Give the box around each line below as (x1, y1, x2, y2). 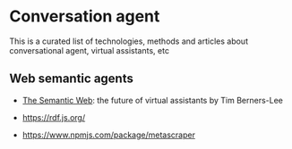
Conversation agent (9, 6, 160, 27)
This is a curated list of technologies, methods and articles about (9, 36, 249, 46)
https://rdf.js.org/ (21, 112, 86, 122)
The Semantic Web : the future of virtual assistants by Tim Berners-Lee (21, 95, 284, 105)
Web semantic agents (9, 71, 134, 87)
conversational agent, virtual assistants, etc (9, 45, 170, 55)
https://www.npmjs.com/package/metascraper (21, 129, 195, 140)
